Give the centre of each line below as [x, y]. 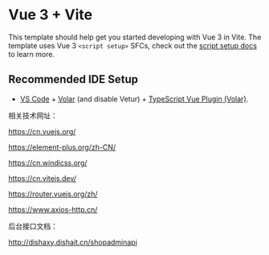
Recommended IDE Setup [73, 79]
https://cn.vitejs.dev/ [43, 178]
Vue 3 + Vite [51, 15]
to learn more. [31, 54]
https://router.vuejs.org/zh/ [53, 194]
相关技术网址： [33, 115]
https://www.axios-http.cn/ [53, 209]
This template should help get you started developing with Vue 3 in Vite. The [135, 37]
